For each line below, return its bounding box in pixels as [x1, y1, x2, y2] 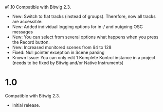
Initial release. [12, 102, 40, 108]
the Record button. [12, 39, 50, 45]
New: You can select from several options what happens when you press [12, 34, 159, 40]
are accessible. [12, 19, 43, 24]
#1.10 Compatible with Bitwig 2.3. [5, 4, 72, 10]
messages [12, 29, 33, 34]
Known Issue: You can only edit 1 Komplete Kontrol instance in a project [12, 55, 156, 60]
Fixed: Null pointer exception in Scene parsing [12, 49, 105, 55]
